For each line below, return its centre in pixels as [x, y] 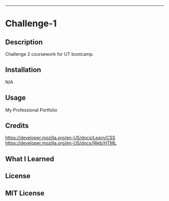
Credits [17, 126]
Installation [23, 70]
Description [24, 42]
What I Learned [30, 159]
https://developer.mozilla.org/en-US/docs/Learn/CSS [60, 138]
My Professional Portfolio [31, 110]
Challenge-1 [31, 24]
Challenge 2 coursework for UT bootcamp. [50, 54]
